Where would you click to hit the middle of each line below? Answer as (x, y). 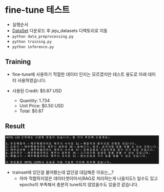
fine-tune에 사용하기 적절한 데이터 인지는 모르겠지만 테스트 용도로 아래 (79, 74)
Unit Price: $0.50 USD (41, 106)
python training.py (32, 42)
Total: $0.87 (31, 111)
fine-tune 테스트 (37, 10)
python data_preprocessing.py (43, 36)
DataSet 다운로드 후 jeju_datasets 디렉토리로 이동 (60, 30)
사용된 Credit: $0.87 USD (37, 90)
